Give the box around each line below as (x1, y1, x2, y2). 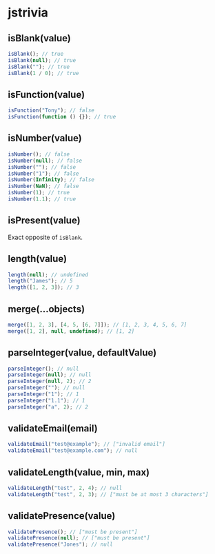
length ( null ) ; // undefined (8, 271, 89, 278)
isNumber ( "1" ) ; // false (8, 170, 79, 177)
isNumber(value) (8, 132, 82, 144)
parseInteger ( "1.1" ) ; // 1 (8, 397, 85, 404)
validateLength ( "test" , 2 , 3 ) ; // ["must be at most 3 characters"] (8, 491, 209, 497)
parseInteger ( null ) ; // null (8, 371, 92, 378)
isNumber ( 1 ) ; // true (8, 189, 70, 196)
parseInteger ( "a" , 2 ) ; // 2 (8, 403, 89, 411)
